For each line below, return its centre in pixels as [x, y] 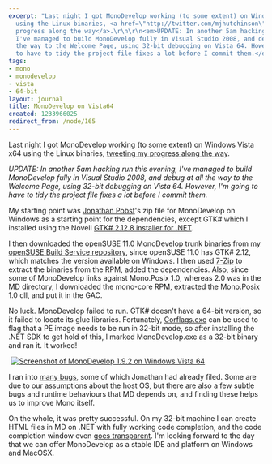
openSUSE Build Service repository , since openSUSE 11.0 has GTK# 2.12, [130, 251]
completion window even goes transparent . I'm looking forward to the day [132, 436]
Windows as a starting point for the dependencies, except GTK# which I [128, 219]
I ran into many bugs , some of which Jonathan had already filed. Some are [132, 376]
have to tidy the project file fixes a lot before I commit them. [108, 195]
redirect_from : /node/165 [52, 122]
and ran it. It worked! [43, 345]
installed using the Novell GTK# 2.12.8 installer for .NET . [101, 227]
